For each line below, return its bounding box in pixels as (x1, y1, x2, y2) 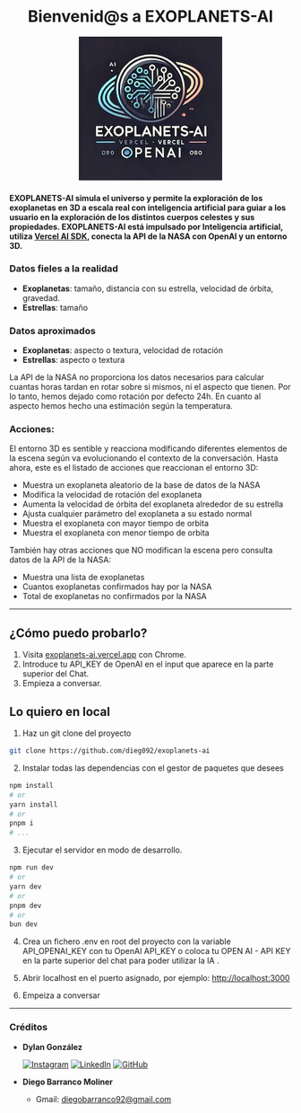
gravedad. (21, 292, 61, 303)
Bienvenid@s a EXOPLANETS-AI (28, 6, 273, 27)
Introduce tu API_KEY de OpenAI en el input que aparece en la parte (21, 658, 274, 670)
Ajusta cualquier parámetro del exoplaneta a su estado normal (21, 508, 253, 519)
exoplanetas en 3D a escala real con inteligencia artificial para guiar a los (9, 202, 287, 213)
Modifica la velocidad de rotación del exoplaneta (21, 490, 202, 500)
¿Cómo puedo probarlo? (9, 625, 148, 640)
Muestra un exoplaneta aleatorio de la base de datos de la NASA (21, 480, 261, 490)
